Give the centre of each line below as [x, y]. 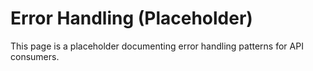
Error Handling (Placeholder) [131, 18]
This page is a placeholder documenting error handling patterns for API [157, 46]
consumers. [35, 56]
